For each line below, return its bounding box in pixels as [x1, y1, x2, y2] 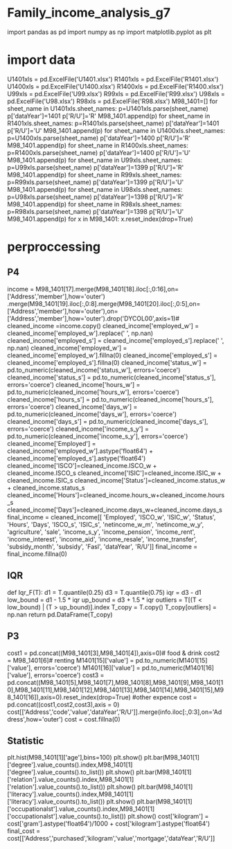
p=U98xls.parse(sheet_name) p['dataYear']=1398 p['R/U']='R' [7, 193, 184, 201]
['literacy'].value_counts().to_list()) [7, 798, 105, 806]
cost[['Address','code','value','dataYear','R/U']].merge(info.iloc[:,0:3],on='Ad [7, 708, 222, 716]
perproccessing [7, 239, 101, 255]
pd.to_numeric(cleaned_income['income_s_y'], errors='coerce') [7, 431, 188, 440]
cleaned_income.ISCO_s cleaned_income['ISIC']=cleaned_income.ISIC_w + [7, 469, 222, 477]
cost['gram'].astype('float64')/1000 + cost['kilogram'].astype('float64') [7, 819, 211, 828]
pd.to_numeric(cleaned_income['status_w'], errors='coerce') [7, 366, 181, 374]
